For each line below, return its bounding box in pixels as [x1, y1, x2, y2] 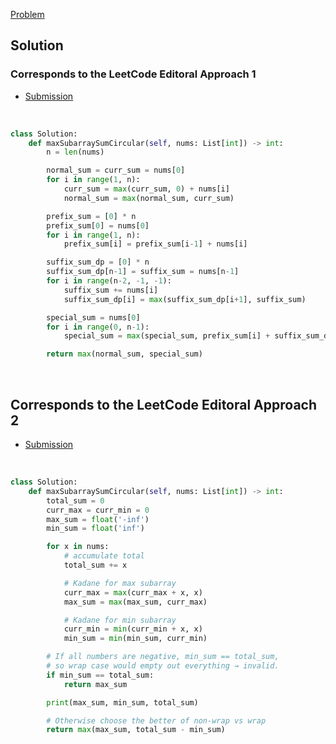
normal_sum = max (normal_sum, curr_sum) [63, 193, 235, 203]
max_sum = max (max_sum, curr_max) [63, 597, 208, 607]
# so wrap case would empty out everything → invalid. [46, 661, 280, 671]
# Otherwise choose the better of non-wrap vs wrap [46, 715, 267, 726]
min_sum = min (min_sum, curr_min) [63, 634, 208, 644]
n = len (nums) [46, 147, 105, 158]
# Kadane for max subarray [63, 578, 177, 588]
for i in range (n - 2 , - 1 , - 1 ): [46, 276, 172, 286]
